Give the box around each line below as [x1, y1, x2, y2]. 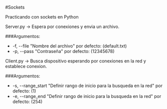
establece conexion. [5, 63, 47, 69]
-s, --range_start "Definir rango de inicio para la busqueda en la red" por [12, 82, 163, 88]
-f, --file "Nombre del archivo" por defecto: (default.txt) [12, 43, 127, 49]
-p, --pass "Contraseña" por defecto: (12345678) [12, 48, 115, 54]
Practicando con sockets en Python [5, 14, 79, 19]
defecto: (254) [12, 98, 43, 104]
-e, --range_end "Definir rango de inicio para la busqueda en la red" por [12, 93, 161, 99]
